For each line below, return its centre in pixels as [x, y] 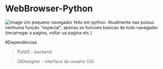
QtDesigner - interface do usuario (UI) [55, 61]
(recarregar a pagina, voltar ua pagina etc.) [49, 33]
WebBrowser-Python [49, 9]
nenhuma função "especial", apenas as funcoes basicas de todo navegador [82, 27]
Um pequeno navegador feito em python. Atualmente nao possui [89, 22]
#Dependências [21, 42]
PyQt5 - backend [34, 52]
